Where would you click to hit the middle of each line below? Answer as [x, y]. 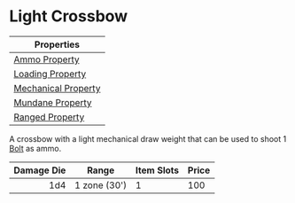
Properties [57, 44]
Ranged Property [49, 117]
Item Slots [158, 170]
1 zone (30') [101, 185]
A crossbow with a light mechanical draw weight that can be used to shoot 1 [148, 138]
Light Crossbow [69, 16]
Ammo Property [47, 59]
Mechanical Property [57, 88]
